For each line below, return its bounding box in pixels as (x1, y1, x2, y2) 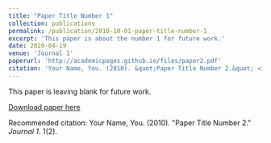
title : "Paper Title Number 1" (8, 11, 114, 20)
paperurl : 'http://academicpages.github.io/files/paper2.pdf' (8, 57, 222, 65)
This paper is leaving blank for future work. (8, 86, 152, 96)
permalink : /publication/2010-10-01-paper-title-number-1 (8, 27, 207, 35)
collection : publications (8, 19, 95, 27)
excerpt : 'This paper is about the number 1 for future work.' (8, 34, 226, 43)
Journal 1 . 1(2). (8, 126, 58, 136)
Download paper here (8, 102, 81, 111)
